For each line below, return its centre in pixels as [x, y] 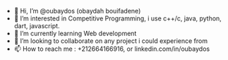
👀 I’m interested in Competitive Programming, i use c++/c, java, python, [118, 18]
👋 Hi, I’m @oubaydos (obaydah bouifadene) [77, 11]
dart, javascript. [37, 26]
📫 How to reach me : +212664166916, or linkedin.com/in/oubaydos [112, 49]
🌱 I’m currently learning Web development [75, 33]
